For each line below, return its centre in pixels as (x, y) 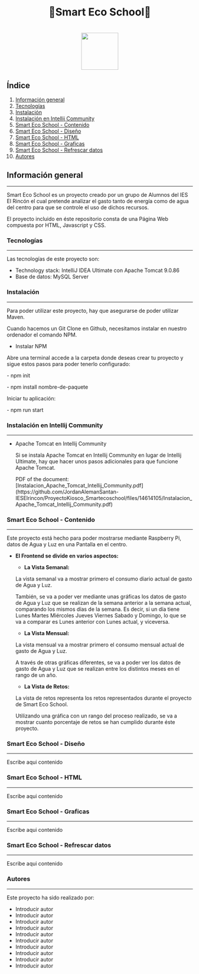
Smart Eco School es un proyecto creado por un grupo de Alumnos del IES (97, 195)
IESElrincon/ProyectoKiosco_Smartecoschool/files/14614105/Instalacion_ (104, 498)
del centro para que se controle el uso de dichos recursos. (78, 207)
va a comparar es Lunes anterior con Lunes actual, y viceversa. (92, 622)
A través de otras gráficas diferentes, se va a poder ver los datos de (98, 662)
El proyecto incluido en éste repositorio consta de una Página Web (88, 219)
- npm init (19, 375)
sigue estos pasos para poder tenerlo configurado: (68, 364)
